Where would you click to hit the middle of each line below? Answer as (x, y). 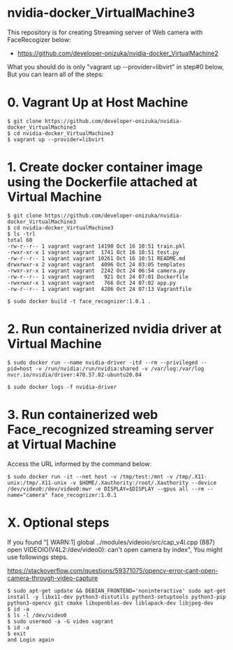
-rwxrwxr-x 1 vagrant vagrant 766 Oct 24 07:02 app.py (92, 283)
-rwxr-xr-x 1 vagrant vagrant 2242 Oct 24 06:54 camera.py (97, 271)
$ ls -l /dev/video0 (37, 615)
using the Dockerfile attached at (102, 182)
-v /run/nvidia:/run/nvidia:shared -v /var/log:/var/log (120, 369)
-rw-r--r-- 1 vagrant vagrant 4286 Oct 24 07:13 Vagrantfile (99, 289)
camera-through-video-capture (53, 578)
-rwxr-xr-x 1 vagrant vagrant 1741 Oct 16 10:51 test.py (93, 252)
